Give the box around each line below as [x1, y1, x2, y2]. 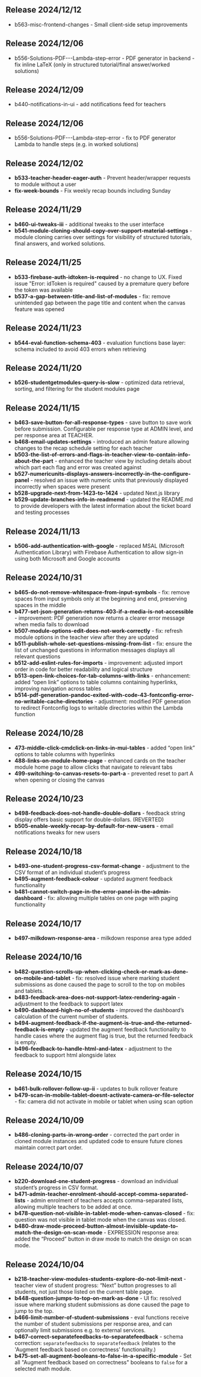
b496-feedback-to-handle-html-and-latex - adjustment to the [14, 1045, 172, 1052]
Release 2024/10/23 [5, 794, 84, 804]
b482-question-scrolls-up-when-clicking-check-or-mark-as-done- [14, 968, 189, 975]
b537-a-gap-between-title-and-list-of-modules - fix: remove [14, 292, 171, 300]
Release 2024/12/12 [5, 5, 82, 15]
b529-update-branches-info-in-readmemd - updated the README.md [14, 496, 193, 503]
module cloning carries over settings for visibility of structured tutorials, [14, 233, 192, 240]
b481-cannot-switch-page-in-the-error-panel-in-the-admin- [14, 888, 172, 896]
